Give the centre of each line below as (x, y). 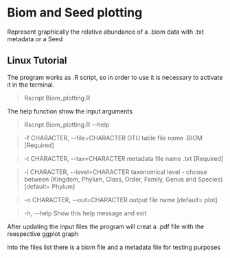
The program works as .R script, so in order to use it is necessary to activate (115, 77)
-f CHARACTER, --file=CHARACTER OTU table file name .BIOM (113, 138)
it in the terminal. (31, 85)
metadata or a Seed (35, 39)
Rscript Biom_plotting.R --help (67, 125)
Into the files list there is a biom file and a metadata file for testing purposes (114, 247)
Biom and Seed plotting (75, 13)
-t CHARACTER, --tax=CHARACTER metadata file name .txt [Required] (124, 158)
